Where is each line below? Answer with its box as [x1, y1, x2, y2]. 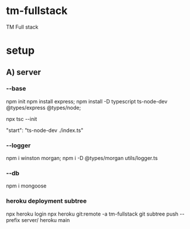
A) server [6, 67, 41, 77]
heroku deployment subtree [6, 197, 87, 205]
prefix [6, 216, 20, 223]
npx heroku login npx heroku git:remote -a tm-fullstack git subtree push [6, 210, 179, 217]
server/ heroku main [21, 216, 70, 223]
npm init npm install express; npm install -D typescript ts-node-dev [6, 98, 168, 105]
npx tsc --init [6, 115, 37, 122]
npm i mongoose [6, 182, 47, 189]
